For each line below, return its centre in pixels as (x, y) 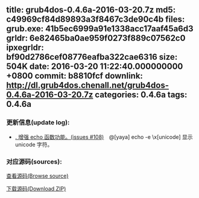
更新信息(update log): (38, 123)
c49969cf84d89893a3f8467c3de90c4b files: (96, 20)
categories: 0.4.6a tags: (141, 95)
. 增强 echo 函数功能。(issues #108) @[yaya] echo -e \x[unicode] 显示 (104, 137)
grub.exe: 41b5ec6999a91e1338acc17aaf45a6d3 (100, 29)
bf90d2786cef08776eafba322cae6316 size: (92, 57)
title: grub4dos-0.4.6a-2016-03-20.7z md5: (91, 10)
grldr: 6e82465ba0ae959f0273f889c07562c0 (96, 38)
